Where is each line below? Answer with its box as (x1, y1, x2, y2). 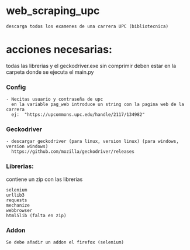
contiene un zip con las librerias (6, 176, 83, 183)
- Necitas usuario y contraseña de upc (6, 97, 103, 102)
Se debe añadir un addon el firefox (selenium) (6, 239, 125, 245)
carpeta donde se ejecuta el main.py (6, 69, 94, 76)
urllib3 (6, 192, 25, 198)
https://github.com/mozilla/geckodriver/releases (11, 149, 134, 155)
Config (6, 83, 26, 91)
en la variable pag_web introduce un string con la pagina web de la (11, 101, 184, 108)
